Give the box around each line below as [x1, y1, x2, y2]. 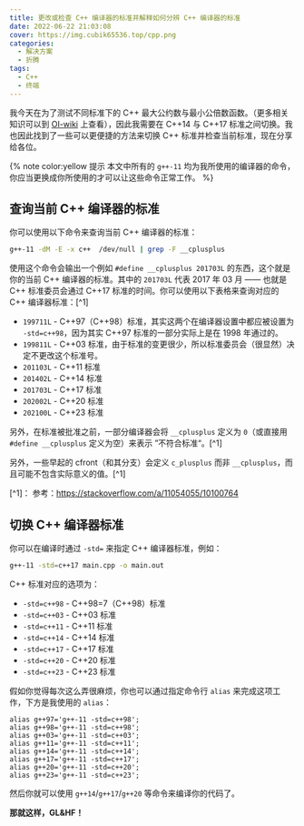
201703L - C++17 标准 [22, 384, 103, 396]
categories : [9, 38, 54, 48]
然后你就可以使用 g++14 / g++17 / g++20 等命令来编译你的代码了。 [9, 788, 240, 799]
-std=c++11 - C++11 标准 [22, 620, 113, 631]
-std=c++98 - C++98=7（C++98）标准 [22, 598, 166, 609]
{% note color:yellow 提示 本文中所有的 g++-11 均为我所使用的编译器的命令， [9, 160, 296, 171]
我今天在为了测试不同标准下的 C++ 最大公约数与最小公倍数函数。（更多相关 [9, 106, 289, 118]
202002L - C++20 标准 [22, 396, 104, 407]
